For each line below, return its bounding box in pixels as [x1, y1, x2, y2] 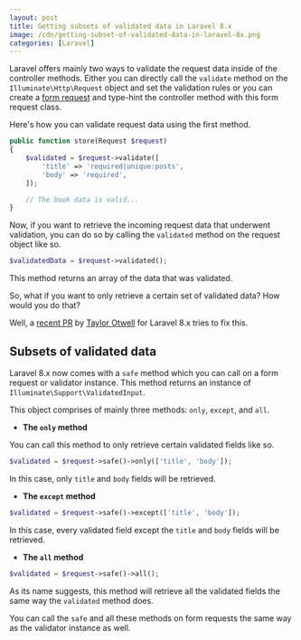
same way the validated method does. [9, 595, 154, 606]
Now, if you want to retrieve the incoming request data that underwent [9, 220, 271, 231]
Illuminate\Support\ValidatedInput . [9, 386, 146, 398]
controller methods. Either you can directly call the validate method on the [9, 73, 288, 84]
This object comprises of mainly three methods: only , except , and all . [9, 404, 270, 415]
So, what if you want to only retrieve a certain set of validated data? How [9, 290, 280, 301]
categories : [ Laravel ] [9, 38, 95, 48]
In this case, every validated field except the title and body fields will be [9, 524, 280, 535]
